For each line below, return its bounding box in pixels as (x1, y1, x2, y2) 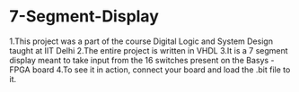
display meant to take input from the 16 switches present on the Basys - (9, 54, 276, 65)
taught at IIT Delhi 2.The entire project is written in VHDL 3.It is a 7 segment (9, 45, 289, 55)
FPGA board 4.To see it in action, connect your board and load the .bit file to (9, 64, 291, 75)
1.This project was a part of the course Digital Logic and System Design (9, 36, 274, 46)
